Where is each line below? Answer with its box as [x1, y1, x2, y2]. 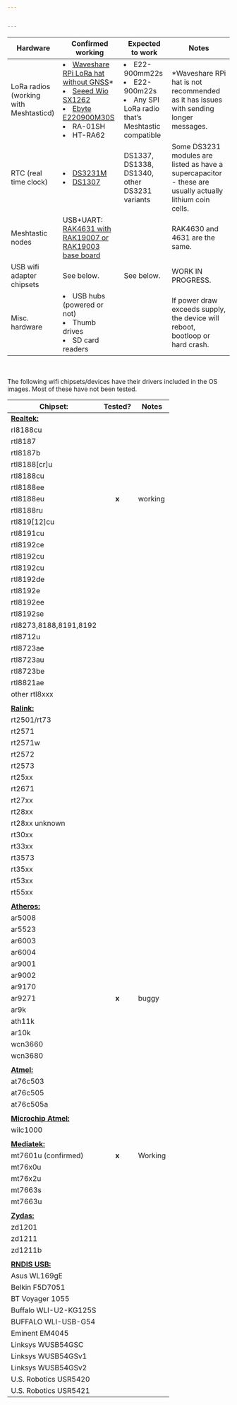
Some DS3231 [171, 141, 221, 151]
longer [171, 112, 193, 122]
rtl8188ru [11, 505, 44, 515]
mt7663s [11, 1185, 42, 1195]
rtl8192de [11, 574, 45, 584]
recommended [171, 86, 221, 95]
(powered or [62, 300, 104, 310]
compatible [123, 130, 161, 140]
